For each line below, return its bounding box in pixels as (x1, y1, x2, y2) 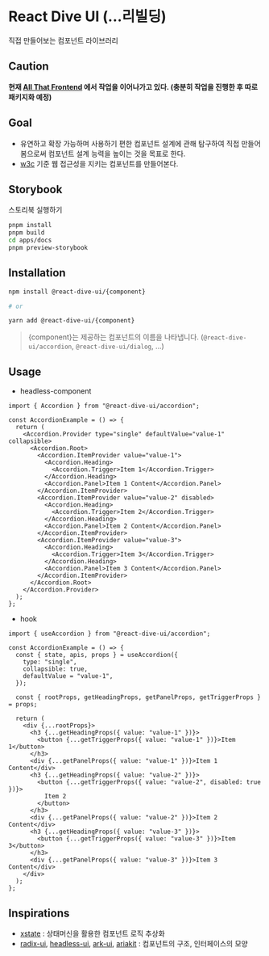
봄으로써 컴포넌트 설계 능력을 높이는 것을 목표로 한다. (19, 149, 186, 158)
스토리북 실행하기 (8, 205, 63, 215)
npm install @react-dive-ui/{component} (8, 288, 147, 296)
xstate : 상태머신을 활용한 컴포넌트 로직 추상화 (19, 929, 165, 938)
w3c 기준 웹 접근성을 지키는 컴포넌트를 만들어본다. (19, 158, 179, 168)
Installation (8, 266, 66, 280)
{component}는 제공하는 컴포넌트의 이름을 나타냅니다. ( (27, 332, 204, 342)
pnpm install (8, 221, 52, 230)
